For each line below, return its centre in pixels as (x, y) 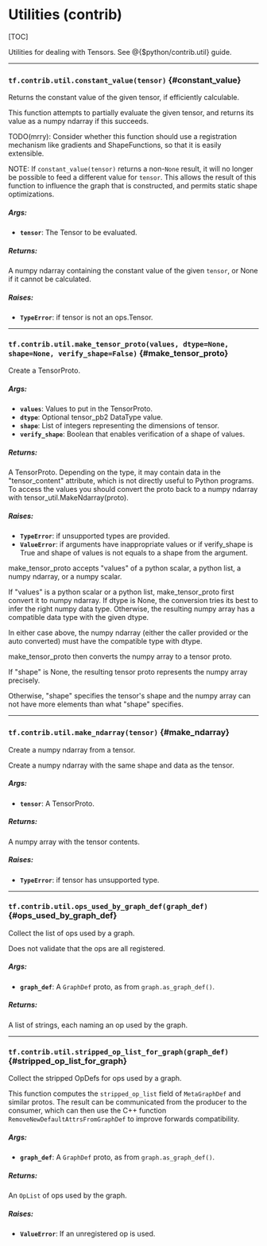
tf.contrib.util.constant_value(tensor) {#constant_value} (125, 79)
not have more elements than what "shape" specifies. (96, 704)
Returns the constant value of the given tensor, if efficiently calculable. (124, 98)
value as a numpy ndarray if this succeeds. (79, 122)
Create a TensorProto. (44, 370)
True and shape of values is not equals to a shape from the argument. (133, 553)
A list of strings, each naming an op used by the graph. (98, 1025)
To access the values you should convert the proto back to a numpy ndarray (133, 489)
